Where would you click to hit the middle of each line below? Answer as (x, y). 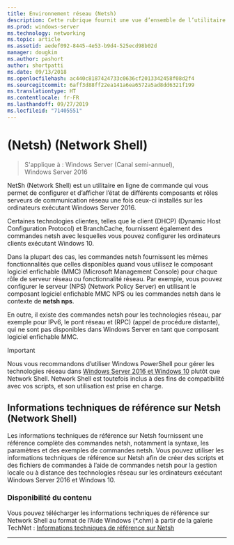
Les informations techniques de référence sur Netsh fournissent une (105, 435)
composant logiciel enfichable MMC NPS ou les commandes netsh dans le (114, 294)
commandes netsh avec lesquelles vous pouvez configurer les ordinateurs (114, 236)
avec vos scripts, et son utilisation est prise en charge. (85, 386)
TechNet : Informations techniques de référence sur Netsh (91, 528)
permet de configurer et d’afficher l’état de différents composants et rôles (112, 193)
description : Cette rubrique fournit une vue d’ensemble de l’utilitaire (117, 20)
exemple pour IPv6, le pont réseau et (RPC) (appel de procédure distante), (114, 322)
